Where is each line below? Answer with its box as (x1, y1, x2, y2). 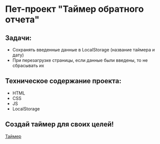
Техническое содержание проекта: (5, 77, 122, 85)
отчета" (5, 14, 40, 25)
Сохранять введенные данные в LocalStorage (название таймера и (12, 47, 155, 52)
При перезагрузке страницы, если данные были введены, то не (12, 57, 148, 63)
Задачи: (5, 34, 32, 42)
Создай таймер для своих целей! (5, 120, 114, 129)
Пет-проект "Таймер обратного (5, 3, 144, 15)
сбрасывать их (12, 63, 45, 68)
